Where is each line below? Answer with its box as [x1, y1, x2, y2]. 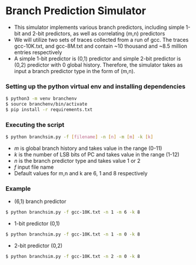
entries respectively [14, 48, 62, 55]
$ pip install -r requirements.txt [5, 106, 93, 113]
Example [5, 184, 31, 192]
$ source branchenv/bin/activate [5, 102, 88, 107]
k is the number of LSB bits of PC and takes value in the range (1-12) [14, 151, 180, 158]
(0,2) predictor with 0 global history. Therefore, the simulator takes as [14, 61, 183, 68]
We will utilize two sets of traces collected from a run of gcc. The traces [14, 36, 189, 43]
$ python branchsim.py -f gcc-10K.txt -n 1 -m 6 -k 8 [5, 210, 141, 215]
